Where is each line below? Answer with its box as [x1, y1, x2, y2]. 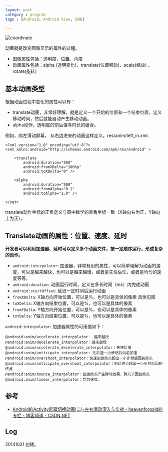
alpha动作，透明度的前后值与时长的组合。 [12, 122, 98, 128]
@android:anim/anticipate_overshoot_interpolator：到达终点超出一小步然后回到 [5, 361, 162, 366]
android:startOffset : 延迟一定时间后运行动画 [12, 288, 106, 293]
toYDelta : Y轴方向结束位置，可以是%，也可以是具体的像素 [12, 313, 132, 319]
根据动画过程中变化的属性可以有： [5, 99, 75, 105]
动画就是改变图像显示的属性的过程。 [5, 45, 80, 51]
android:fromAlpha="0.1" [23, 187, 75, 192]
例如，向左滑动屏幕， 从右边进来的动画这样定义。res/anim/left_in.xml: [5, 132, 149, 138]
